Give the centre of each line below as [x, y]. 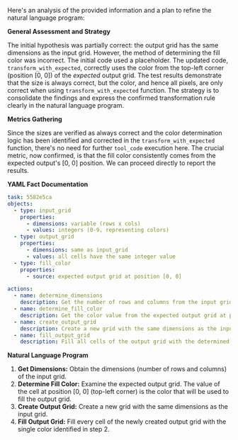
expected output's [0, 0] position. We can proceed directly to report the [112, 163]
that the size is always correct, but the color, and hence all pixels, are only [115, 83]
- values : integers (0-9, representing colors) [98, 230]
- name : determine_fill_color [58, 309]
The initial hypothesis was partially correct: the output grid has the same [113, 45]
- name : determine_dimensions [58, 296]
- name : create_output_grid [55, 322]
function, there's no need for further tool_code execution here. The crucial [116, 148]
